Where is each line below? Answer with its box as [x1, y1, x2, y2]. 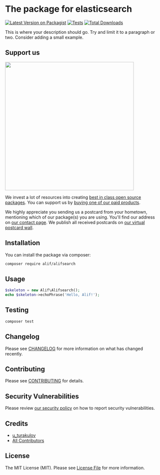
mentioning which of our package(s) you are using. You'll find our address [5, 214, 155, 220]
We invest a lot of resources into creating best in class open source [5, 194, 141, 200]
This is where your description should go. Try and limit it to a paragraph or [5, 29, 156, 35]
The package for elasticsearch [5, 3, 133, 15]
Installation [5, 239, 40, 247]
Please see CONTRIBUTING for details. [5, 378, 84, 384]
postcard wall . [5, 225, 34, 230]
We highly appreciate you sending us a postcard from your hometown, [5, 209, 148, 215]
